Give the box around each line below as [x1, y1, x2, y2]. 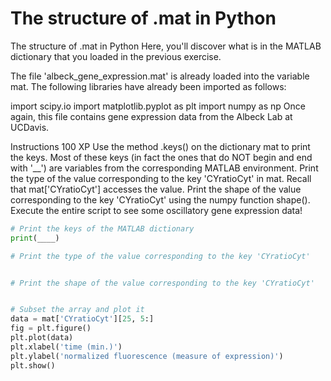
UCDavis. [10, 121, 50, 133]
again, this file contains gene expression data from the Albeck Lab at [10, 110, 293, 122]
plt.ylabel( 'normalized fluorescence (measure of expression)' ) [10, 351, 284, 361]
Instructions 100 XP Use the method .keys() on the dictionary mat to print [10, 140, 311, 152]
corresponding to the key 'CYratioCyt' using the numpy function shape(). [10, 193, 311, 206]
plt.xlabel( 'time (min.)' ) [10, 342, 123, 352]
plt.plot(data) [10, 333, 74, 343]
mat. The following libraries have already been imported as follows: [10, 80, 287, 92]
